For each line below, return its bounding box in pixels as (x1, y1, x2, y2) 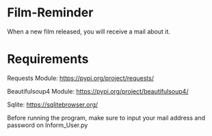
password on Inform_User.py (7, 121, 88, 129)
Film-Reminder (7, 5, 94, 21)
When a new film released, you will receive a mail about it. (7, 27, 171, 36)
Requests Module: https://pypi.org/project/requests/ (7, 74, 154, 82)
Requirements (7, 51, 89, 67)
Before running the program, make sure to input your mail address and (7, 113, 205, 122)
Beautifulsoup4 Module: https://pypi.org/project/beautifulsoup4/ (7, 87, 189, 95)
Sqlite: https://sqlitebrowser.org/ (7, 100, 98, 109)
